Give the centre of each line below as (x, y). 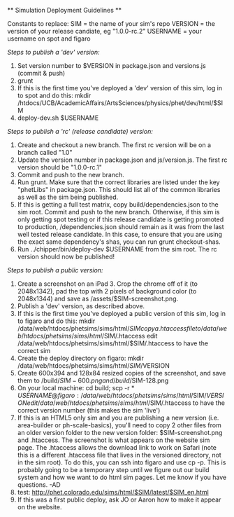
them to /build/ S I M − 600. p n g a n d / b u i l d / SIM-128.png (93, 380)
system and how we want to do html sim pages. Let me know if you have (122, 477)
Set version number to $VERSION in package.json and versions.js (111, 66)
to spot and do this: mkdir (54, 95)
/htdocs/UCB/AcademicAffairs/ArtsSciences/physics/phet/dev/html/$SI (120, 103)
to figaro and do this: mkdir (56, 321)
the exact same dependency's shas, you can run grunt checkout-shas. (119, 242)
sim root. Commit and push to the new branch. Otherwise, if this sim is (118, 212)
